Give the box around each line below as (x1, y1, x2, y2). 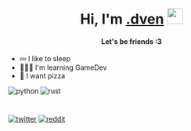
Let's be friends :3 (101, 36, 162, 46)
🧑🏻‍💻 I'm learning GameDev (19, 63, 107, 72)
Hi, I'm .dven (80, 10, 164, 28)
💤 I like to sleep (19, 54, 71, 64)
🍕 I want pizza (19, 71, 66, 81)
